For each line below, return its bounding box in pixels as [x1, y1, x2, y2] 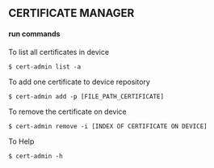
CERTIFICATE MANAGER [8, 6, 135, 20]
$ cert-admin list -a [8, 62, 82, 71]
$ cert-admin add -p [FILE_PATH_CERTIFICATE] [8, 92, 164, 100]
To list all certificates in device [8, 47, 110, 57]
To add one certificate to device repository [8, 77, 151, 86]
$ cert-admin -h [8, 152, 63, 160]
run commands [8, 28, 61, 39]
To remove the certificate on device [8, 107, 127, 116]
